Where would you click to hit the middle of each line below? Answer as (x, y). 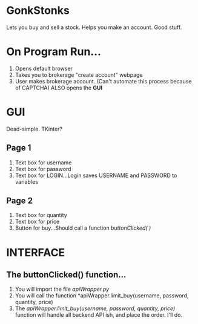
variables (26, 181)
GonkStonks (38, 11)
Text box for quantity (41, 215)
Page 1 (19, 148)
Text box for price (37, 222)
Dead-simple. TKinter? (34, 129)
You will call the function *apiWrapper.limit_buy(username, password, (102, 296)
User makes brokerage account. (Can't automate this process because (103, 81)
